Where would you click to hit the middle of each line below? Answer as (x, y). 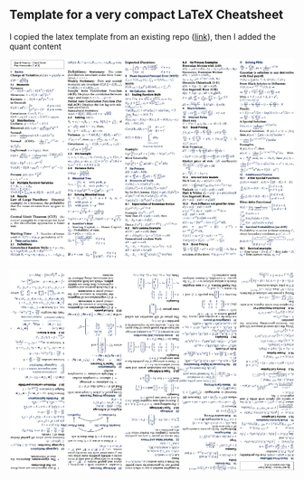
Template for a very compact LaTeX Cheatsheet (146, 15)
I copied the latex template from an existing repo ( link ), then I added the (142, 36)
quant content (35, 46)
